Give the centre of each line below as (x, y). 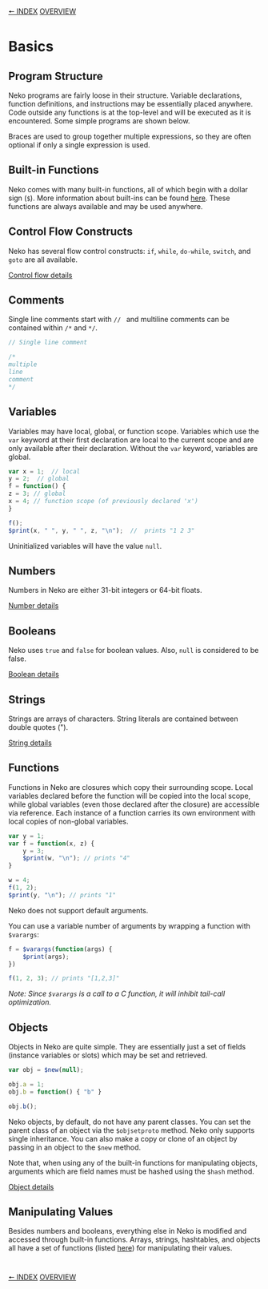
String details (30, 743)
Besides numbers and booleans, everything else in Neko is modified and (128, 1231)
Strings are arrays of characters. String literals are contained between (123, 719)
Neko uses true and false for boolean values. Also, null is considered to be (134, 651)
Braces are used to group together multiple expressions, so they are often (130, 136)
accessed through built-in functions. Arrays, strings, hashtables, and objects (134, 1239)
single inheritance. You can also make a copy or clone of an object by (123, 1138)
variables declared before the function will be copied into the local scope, (130, 796)
